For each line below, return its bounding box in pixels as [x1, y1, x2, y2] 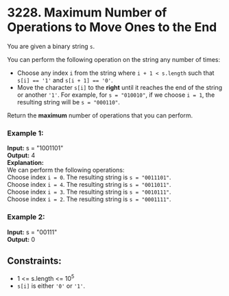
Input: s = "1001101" [7, 144, 64, 152]
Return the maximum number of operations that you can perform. [7, 111, 193, 119]
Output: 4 [7, 151, 36, 159]
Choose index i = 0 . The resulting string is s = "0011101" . [7, 173, 171, 181]
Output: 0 [7, 235, 36, 243]
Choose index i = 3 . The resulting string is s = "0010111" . [7, 187, 171, 196]
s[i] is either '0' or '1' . [16, 282, 86, 290]
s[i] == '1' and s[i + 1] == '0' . [16, 76, 113, 84]
